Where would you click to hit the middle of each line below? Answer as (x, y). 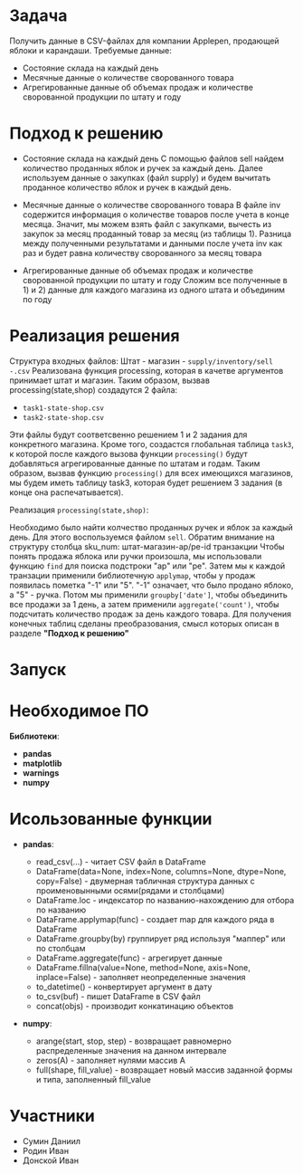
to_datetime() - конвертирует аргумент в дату (124, 987)
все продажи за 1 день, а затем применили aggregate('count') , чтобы (144, 604)
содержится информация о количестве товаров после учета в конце (156, 215)
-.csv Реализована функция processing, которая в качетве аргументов (147, 370)
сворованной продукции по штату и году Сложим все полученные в (155, 280)
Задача (38, 16)
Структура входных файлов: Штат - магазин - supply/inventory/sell (141, 361)
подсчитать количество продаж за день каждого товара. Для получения (151, 614)
